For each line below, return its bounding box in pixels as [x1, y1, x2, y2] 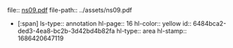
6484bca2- [193, 19, 227, 27]
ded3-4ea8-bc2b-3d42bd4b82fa [17, 27, 115, 35]
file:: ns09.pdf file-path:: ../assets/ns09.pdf [7, 6, 132, 14]
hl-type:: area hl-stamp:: [115, 27, 187, 35]
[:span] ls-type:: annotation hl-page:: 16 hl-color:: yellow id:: [17, 19, 192, 27]
